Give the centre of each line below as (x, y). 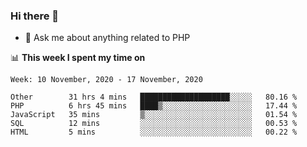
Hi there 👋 (35, 16)
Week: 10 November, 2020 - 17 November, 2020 (106, 80)
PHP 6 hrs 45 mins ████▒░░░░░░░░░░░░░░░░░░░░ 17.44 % (154, 106)
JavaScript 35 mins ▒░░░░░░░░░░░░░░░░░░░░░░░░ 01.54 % (154, 115)
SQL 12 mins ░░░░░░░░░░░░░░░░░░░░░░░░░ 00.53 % (154, 124)
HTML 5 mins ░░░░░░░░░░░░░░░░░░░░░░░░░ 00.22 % (154, 132)
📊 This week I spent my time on (78, 58)
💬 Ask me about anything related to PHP (107, 38)
